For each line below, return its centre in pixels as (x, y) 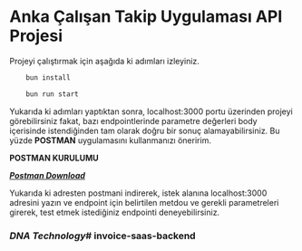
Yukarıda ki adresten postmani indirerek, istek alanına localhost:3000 (138, 193)
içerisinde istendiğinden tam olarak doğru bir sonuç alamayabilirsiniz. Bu (145, 130)
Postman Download (48, 175)
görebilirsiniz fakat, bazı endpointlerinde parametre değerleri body (133, 121)
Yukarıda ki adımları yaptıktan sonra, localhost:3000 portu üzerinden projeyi (151, 111)
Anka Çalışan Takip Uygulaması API (146, 17)
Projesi (36, 36)
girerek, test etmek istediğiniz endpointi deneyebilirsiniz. (115, 212)
